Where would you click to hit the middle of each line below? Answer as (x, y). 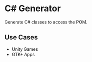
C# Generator (33, 9)
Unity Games (25, 49)
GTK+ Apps (23, 54)
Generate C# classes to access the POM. (46, 22)
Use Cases (21, 37)
